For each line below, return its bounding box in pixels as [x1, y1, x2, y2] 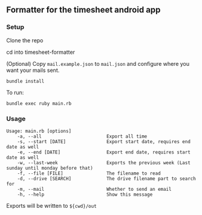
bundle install [6, 78, 45, 84]
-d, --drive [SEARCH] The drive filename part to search [17, 175, 197, 182]
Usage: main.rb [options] [6, 128, 71, 134]
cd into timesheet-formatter [6, 48, 76, 56]
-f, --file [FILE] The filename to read [17, 170, 161, 176]
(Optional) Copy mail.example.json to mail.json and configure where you [6, 60, 190, 67]
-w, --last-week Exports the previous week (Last [17, 159, 191, 165]
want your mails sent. [6, 66, 60, 74]
